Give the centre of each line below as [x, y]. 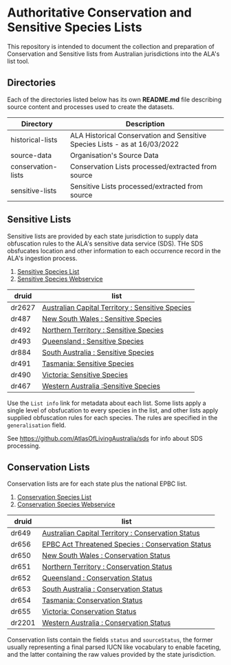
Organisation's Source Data [114, 155]
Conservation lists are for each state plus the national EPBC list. [97, 484]
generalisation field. [37, 425]
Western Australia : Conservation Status [107, 623]
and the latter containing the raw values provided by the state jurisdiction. [111, 655]
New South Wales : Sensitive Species [102, 319]
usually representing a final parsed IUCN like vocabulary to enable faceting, [114, 647]
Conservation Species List [54, 497]
